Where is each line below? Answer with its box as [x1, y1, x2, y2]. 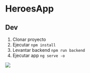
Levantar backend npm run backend [12, 47, 85, 53]
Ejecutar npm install [12, 42, 56, 48]
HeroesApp [5, 3, 54, 15]
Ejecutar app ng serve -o [12, 52, 65, 58]
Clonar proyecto [12, 36, 46, 42]
